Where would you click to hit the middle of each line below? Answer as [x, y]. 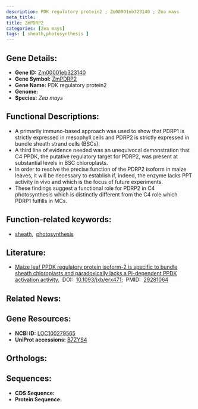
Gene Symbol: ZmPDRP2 [46, 79]
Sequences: [29, 379]
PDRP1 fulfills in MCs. [41, 201]
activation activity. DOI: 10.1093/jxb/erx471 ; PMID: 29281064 [92, 280]
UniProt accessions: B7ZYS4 [51, 339]
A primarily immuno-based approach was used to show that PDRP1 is [100, 131]
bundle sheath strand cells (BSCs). [57, 143]
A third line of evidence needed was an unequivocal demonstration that [102, 150]
